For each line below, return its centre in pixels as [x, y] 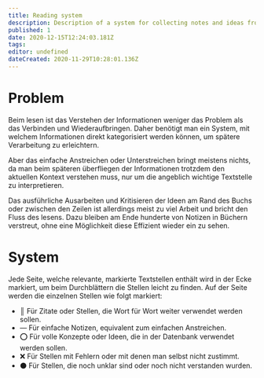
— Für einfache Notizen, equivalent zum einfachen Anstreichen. [123, 328]
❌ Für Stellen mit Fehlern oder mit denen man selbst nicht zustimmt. [129, 356]
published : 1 [29, 30]
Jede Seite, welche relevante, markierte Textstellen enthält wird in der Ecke [130, 279]
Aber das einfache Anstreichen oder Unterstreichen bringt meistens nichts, [130, 160]
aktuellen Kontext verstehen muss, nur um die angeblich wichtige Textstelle [130, 177]
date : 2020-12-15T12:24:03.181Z [61, 37]
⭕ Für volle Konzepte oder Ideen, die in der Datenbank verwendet [127, 336]
